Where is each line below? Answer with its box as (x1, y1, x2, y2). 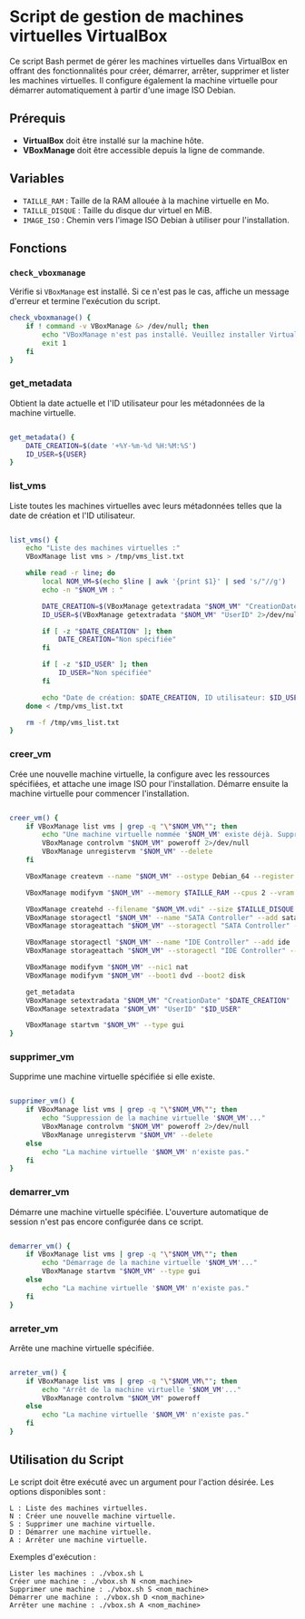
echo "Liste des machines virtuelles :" (25, 544, 181, 553)
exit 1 (42, 339, 67, 348)
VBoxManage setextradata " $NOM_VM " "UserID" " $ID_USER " (25, 1005, 242, 1014)
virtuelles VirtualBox (9, 25, 168, 46)
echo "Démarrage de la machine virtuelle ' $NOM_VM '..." (42, 1259, 258, 1268)
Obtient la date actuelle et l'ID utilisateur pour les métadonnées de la (9, 397, 265, 408)
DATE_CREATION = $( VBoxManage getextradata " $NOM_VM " (42, 602, 242, 611)
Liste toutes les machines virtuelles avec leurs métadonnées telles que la (9, 500, 282, 511)
